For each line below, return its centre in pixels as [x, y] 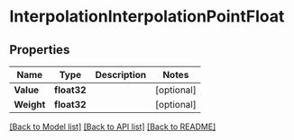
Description [121, 75]
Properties [40, 50]
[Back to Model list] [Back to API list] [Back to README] [113, 127]
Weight [30, 105]
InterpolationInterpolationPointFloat [147, 17]
